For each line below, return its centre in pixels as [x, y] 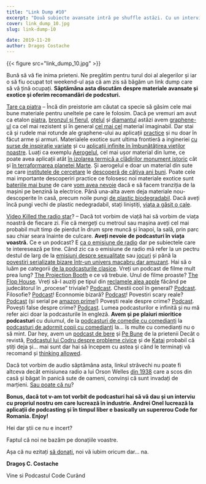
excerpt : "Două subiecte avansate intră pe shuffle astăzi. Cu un [93, 18]
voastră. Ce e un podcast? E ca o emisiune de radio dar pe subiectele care [101, 242]
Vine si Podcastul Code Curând [46, 475]
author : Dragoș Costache [38, 46]
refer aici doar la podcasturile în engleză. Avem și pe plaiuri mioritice [94, 314]
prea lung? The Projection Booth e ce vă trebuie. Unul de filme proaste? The [102, 275]
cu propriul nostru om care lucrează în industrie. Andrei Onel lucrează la [100, 403]
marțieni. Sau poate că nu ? [40, 385]
